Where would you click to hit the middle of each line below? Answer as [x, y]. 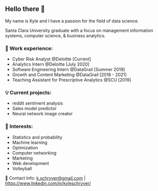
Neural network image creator [42, 114]
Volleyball [22, 168]
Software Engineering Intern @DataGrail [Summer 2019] [68, 70]
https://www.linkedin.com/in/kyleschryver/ [48, 183]
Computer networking [34, 153]
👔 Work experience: [29, 48]
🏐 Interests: [19, 127]
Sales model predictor [34, 109]
